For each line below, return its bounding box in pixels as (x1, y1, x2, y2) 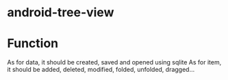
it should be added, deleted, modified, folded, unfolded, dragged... (7, 66, 195, 74)
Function (7, 36, 59, 52)
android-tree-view (7, 5, 114, 20)
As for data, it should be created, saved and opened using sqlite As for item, (7, 58, 222, 66)
